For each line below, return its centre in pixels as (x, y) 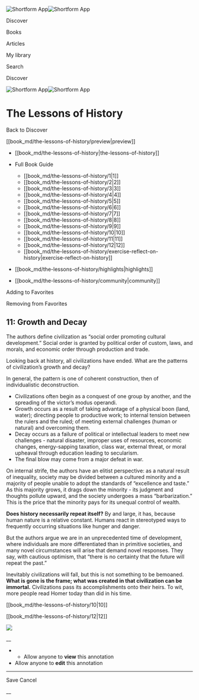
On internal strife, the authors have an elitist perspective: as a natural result (98, 471)
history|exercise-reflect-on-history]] (68, 257)
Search (15, 66)
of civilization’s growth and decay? (48, 367)
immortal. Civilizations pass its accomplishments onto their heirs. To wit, (95, 587)
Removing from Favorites (37, 303)
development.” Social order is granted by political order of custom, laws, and (99, 343)
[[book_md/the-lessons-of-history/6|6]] (72, 207)
